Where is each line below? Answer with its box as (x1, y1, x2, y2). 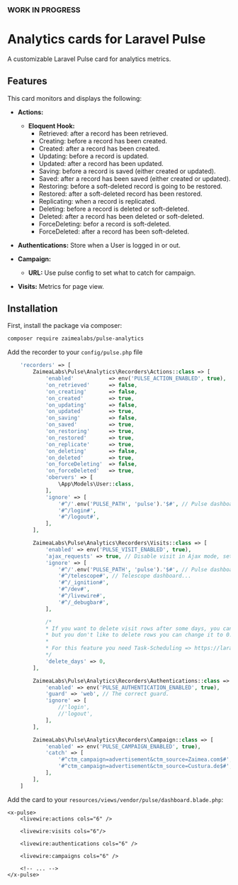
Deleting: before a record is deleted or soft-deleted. (38, 204, 190, 213)
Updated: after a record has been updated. (38, 159, 164, 167)
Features (7, 75, 47, 87)
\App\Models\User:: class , (57, 480, 135, 488)
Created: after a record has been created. (38, 144, 161, 153)
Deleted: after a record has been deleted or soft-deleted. (38, 211, 204, 221)
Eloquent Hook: (28, 121, 75, 130)
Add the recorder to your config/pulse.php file (7, 348, 143, 356)
